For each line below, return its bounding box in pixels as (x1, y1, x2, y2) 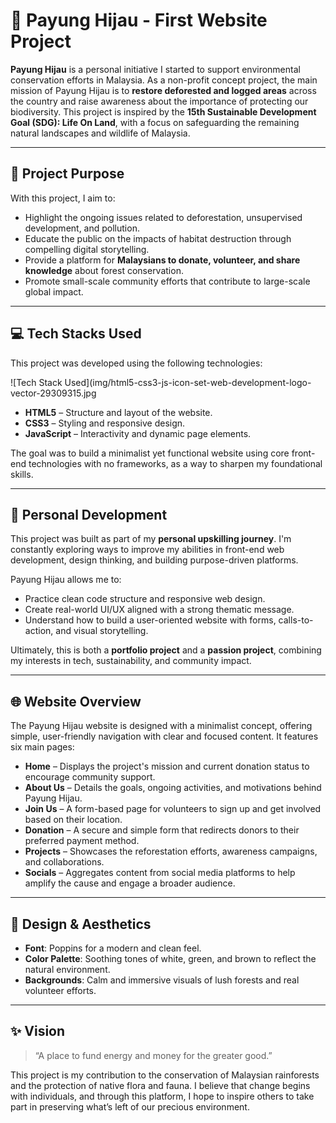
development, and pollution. (24, 222, 140, 234)
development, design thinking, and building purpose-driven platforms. (10, 554, 299, 566)
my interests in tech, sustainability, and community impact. (10, 655, 252, 667)
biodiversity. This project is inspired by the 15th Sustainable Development (10, 105, 317, 118)
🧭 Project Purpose (10, 165, 125, 183)
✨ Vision (10, 1023, 66, 1040)
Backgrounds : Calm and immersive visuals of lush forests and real (24, 974, 300, 986)
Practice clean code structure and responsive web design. (24, 593, 266, 605)
